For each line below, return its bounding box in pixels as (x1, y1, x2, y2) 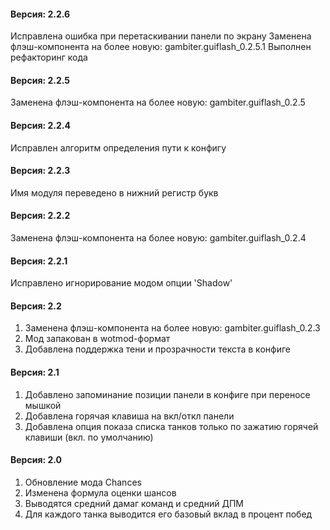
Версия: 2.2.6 (10, 8, 71, 20)
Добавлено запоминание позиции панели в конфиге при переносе (24, 388, 311, 400)
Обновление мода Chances (24, 476, 142, 488)
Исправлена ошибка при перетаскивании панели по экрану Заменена (10, 30, 312, 42)
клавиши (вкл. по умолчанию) (24, 431, 154, 443)
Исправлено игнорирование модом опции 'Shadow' (10, 277, 233, 289)
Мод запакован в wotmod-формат (24, 333, 171, 345)
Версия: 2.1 (10, 366, 60, 379)
